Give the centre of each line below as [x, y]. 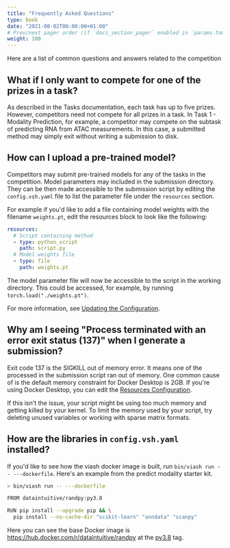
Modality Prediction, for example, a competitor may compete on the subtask [114, 121]
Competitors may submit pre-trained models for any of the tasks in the [106, 174]
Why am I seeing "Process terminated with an [107, 330]
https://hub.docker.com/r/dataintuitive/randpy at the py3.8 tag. [95, 537]
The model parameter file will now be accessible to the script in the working [114, 280]
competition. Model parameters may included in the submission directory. [111, 182]
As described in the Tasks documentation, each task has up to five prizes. [111, 107]
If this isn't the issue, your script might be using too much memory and [107, 403]
